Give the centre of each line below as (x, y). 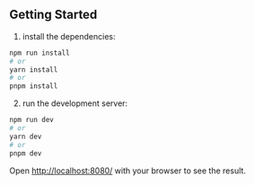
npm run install (40, 53)
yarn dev (26, 137)
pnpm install (34, 86)
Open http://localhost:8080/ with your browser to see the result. (128, 171)
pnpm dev (26, 153)
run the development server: (75, 103)
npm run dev (31, 120)
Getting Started (53, 15)
